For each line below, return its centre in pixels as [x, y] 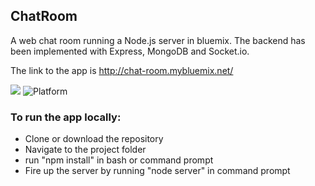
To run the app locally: [66, 117]
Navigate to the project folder [85, 150]
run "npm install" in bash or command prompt [119, 160]
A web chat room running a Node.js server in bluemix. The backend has [158, 40]
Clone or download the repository [94, 139]
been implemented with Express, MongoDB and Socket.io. [130, 51]
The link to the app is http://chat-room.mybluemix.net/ [122, 70]
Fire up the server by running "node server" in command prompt [157, 171]
